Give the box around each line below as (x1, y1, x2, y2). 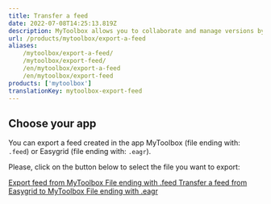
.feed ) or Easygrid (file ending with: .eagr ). (8, 147, 152, 156)
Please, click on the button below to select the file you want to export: (8, 162, 240, 172)
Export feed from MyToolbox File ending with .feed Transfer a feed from (8, 178, 248, 188)
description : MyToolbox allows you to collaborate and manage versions (8, 27, 254, 35)
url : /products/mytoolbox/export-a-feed (8, 34, 147, 43)
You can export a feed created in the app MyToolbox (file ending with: (8, 138, 240, 148)
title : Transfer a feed (8, 11, 89, 20)
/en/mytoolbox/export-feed (23, 72, 114, 80)
